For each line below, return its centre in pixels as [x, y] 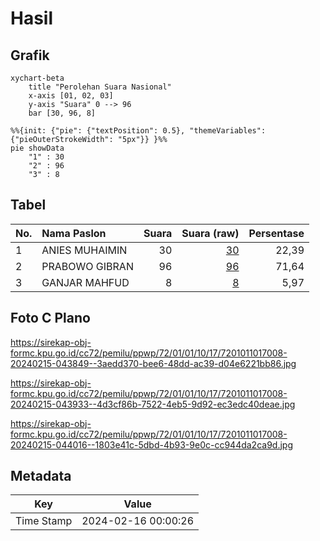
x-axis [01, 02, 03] [71, 96]
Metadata [41, 476]
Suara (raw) [210, 233]
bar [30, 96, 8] [62, 113]
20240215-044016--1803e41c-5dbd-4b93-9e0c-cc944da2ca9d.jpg [151, 444]
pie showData [37, 148]
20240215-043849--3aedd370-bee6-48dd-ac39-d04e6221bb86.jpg [153, 363]
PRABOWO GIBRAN [87, 266]
